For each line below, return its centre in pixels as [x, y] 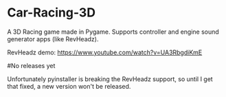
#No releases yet [31, 65]
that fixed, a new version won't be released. [69, 86]
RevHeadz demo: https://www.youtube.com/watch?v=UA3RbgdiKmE [105, 52]
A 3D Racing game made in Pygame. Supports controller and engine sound [113, 32]
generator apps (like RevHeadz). [53, 39]
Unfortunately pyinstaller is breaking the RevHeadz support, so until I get [110, 79]
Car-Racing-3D [52, 13]
